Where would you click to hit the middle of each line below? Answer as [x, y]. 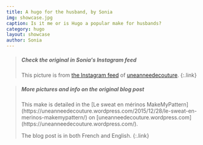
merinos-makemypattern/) [54, 117]
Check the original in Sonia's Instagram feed [79, 60]
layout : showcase [28, 35]
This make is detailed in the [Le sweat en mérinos [83, 104]
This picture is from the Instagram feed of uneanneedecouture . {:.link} [109, 75]
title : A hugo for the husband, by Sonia [60, 12]
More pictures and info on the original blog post [83, 89]
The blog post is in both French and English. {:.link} [85, 135]
